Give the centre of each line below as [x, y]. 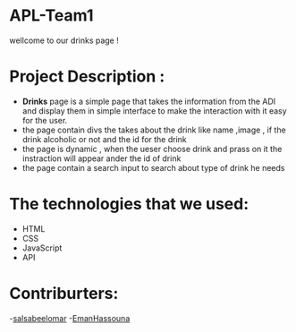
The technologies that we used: [129, 204]
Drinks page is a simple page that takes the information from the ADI [149, 101]
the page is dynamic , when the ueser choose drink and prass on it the [152, 149]
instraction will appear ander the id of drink [101, 158]
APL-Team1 [51, 16]
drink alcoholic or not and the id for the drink [105, 139]
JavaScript [42, 248]
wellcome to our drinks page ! [64, 40]
